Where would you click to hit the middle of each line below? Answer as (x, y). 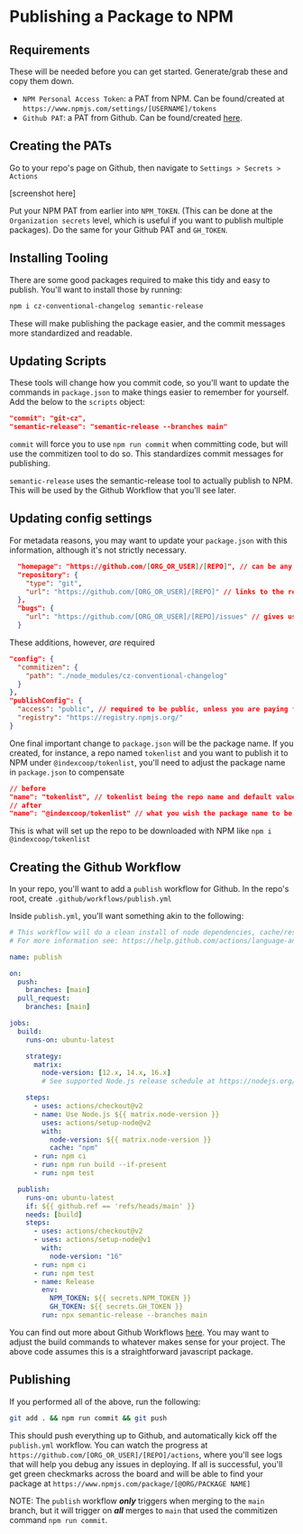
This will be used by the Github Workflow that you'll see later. (123, 491)
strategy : (44, 1056)
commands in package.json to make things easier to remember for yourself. (149, 392)
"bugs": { (36, 609)
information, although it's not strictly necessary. (98, 550)
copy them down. (42, 81)
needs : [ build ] (54, 1215)
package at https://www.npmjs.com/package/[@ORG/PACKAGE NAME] (130, 1483)
